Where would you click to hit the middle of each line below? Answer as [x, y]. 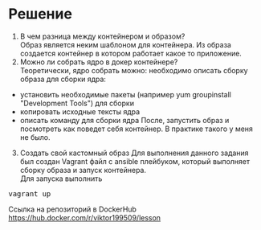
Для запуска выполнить [61, 179]
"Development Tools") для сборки [77, 103]
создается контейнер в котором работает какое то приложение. [131, 53]
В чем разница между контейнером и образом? [102, 36]
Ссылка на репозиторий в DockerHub [72, 209]
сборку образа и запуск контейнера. [83, 170]
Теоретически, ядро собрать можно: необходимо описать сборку [134, 70]
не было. [35, 137]
